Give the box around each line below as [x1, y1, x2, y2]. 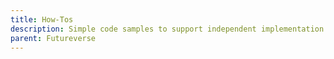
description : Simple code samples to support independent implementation [10, 24, 325, 34]
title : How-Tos [10, 14, 74, 25]
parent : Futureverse [10, 33, 97, 43]
